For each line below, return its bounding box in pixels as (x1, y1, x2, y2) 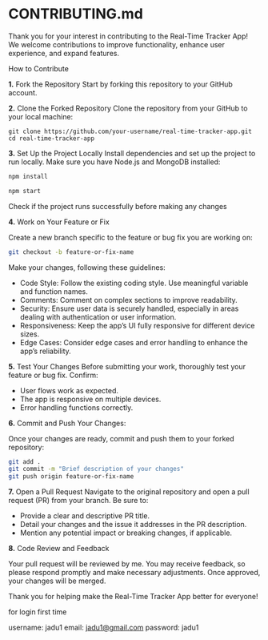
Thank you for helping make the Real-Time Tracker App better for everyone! (8, 592, 258, 602)
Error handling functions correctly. (19, 402, 134, 413)
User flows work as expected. (19, 385, 118, 395)
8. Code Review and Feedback (8, 544, 110, 553)
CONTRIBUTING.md (8, 5, 144, 23)
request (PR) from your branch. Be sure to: (8, 496, 149, 505)
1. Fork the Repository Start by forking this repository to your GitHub (8, 79, 234, 89)
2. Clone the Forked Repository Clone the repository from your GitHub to (8, 103, 248, 113)
